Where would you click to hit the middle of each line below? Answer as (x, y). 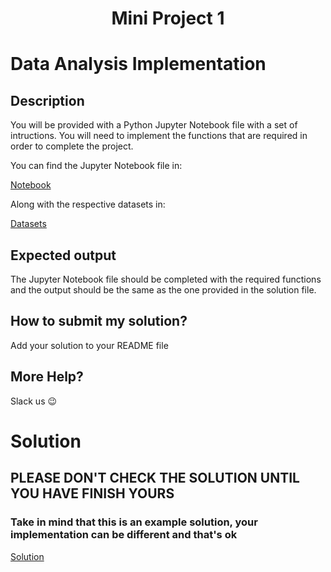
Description (47, 100)
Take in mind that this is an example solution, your (134, 522)
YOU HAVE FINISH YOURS (92, 493)
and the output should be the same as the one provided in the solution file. (163, 290)
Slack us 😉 (34, 401)
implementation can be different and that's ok (124, 535)
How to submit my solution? (99, 321)
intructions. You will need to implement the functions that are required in (159, 136)
